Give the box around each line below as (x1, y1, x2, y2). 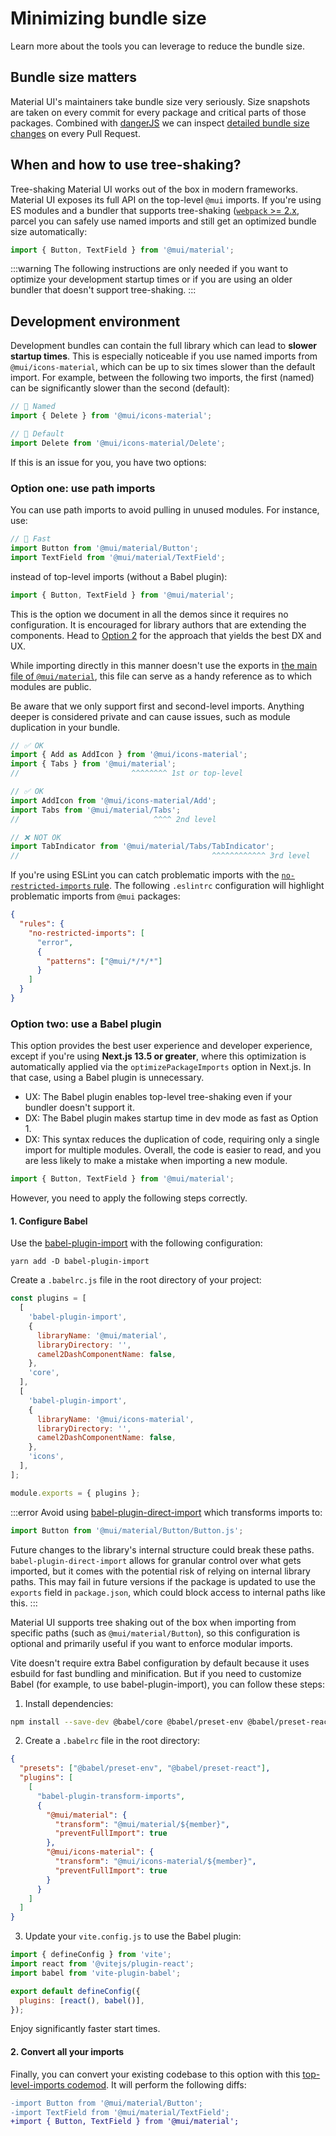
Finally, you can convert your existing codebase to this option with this (10, 2068, 301, 2080)
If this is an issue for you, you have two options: (10, 456, 207, 468)
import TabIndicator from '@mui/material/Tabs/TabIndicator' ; (10, 842, 275, 852)
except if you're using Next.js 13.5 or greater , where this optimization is (10, 1050, 307, 1062)
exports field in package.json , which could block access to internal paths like (10, 1586, 326, 1598)
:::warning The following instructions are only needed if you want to (10, 263, 289, 275)
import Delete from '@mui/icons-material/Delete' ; (10, 438, 226, 448)
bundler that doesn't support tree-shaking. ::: (10, 284, 197, 296)
